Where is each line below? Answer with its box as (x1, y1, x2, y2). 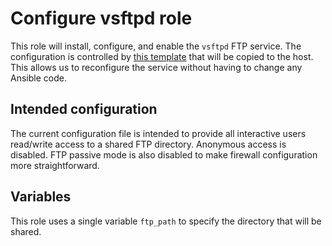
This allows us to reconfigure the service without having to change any (10, 61, 303, 73)
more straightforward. (10, 159, 100, 171)
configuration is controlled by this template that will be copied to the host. (10, 50, 314, 62)
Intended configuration (10, 101, 158, 118)
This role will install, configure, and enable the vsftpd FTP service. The (10, 40, 302, 52)
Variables (10, 188, 72, 206)
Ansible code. (10, 72, 67, 84)
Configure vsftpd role (10, 7, 193, 30)
